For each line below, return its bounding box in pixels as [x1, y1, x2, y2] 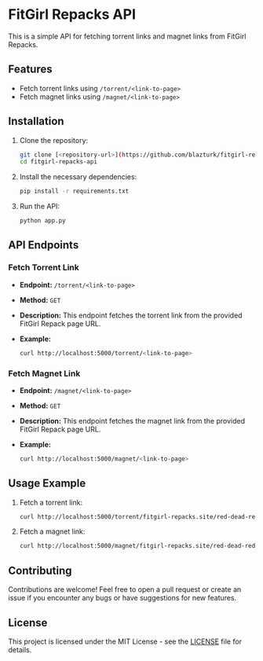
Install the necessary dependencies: [19, 172, 137, 182]
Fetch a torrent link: [19, 498, 83, 507]
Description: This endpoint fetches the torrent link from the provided [19, 310, 243, 320]
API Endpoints [8, 238, 79, 252]
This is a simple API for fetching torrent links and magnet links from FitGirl [8, 31, 247, 41]
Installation [8, 115, 64, 128]
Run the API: [19, 202, 60, 211]
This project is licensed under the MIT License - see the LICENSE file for [8, 637, 242, 646]
